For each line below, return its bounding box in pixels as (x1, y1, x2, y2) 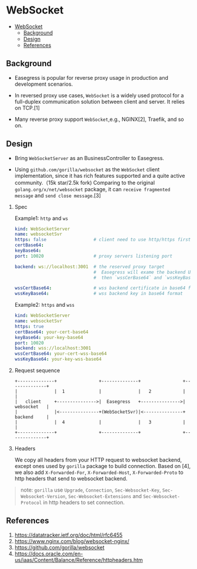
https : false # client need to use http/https (14, 237, 175, 243)
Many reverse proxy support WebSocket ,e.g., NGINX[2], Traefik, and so (14, 116, 185, 123)
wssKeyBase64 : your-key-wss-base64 (14, 356, 102, 363)
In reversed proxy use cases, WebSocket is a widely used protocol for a (14, 92, 184, 99)
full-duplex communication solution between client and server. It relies (14, 98, 185, 105)
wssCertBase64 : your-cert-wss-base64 (14, 351, 107, 357)
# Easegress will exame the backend (93, 269, 186, 275)
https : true (14, 323, 44, 329)
